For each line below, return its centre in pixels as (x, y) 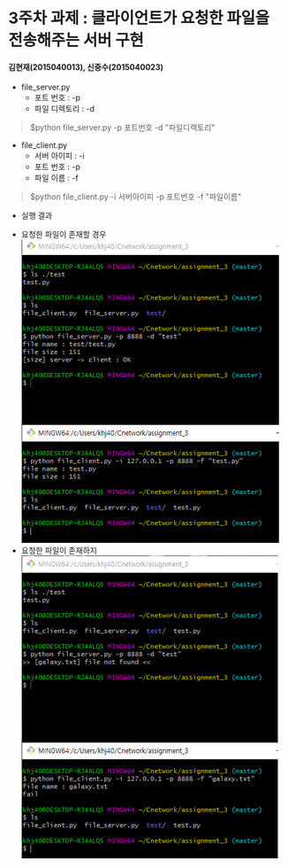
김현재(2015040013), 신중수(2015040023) (86, 66)
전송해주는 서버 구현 (76, 40)
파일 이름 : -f (56, 178)
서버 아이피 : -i (59, 156)
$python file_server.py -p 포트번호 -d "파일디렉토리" (122, 128)
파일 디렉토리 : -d (64, 109)
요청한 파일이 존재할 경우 (64, 235)
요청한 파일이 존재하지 (59, 551)
